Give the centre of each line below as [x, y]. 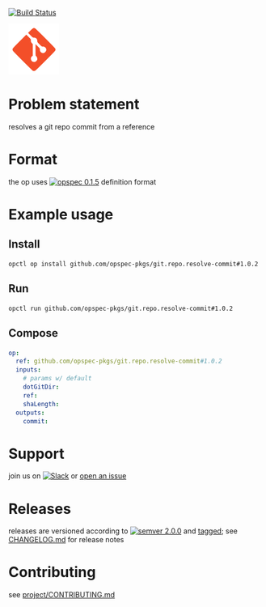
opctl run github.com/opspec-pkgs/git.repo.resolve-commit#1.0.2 [120, 308]
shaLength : [41, 404]
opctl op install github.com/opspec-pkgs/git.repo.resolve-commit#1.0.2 [133, 264]
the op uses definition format [82, 181]
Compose [33, 333]
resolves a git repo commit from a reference [82, 126]
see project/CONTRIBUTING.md [62, 595]
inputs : [29, 370]
